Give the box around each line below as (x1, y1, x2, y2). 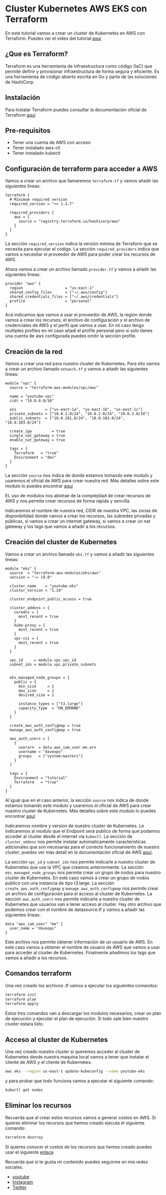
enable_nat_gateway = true (9, 438, 65, 443)
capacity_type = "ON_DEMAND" (18, 706, 81, 711)
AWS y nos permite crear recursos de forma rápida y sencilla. (5, 498, 131, 504)
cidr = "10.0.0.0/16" (9, 398, 55, 403)
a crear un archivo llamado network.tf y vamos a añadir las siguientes (5, 366, 148, 372)
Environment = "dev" (14, 455, 56, 460)
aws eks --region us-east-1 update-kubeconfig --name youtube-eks (5, 1069, 145, 1074)
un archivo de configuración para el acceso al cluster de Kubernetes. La (5, 891, 153, 896)
